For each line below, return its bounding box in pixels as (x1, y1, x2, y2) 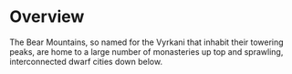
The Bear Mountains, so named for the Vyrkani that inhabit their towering (9, 37, 285, 48)
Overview (9, 6, 85, 27)
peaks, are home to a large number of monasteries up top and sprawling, (9, 46, 284, 57)
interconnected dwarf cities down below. (9, 56, 162, 67)
